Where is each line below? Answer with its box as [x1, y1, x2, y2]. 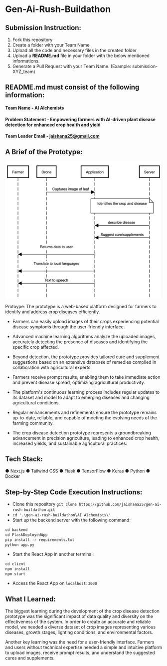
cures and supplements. [5, 654, 55, 661]
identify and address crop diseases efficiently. [5, 309, 100, 315]
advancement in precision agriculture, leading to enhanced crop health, [12, 435, 160, 441]
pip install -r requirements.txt [5, 537, 75, 542]
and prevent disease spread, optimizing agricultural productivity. [12, 379, 146, 385]
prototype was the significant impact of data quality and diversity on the [5, 613, 154, 619]
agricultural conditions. [12, 399, 60, 406]
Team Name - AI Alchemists [5, 105, 64, 111]
